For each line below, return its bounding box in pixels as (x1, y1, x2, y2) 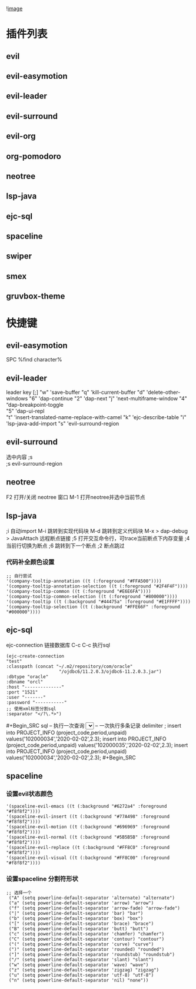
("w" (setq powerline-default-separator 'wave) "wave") (8, 962, 149, 968)
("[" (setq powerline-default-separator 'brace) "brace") (8, 921, 154, 927)
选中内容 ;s (6, 453, 33, 460)
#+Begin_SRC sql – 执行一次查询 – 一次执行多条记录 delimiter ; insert (6, 722, 181, 729)
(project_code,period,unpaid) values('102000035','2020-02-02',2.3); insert (6, 741, 188, 748)
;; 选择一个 (6, 890, 32, 895)
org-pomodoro (6, 151, 62, 161)
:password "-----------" (6, 699, 67, 705)
